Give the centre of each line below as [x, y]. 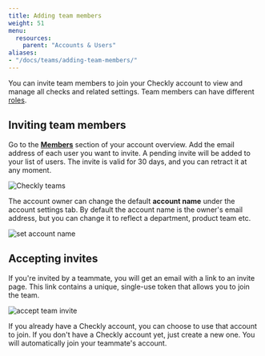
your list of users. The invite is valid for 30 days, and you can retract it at [128, 162]
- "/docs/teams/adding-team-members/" [73, 61]
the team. [24, 295]
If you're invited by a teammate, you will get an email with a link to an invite [132, 278]
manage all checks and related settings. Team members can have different [131, 91]
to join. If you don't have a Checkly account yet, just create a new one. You [132, 334]
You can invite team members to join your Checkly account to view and [125, 83]
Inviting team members [67, 125]
